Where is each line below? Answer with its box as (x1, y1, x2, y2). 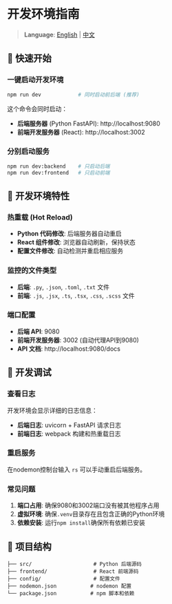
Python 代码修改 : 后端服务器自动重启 (17, 229, 122, 238)
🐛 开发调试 (7, 367, 52, 378)
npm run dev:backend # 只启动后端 (7, 163, 110, 170)
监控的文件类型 (7, 266, 57, 275)
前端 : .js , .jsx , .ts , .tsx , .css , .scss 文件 (17, 291, 136, 300)
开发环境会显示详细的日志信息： (7, 406, 98, 414)
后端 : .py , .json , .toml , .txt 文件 (17, 282, 110, 291)
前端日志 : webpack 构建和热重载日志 (17, 429, 121, 438)
